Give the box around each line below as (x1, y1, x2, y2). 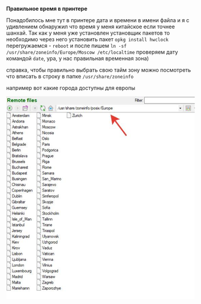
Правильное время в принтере (6, 5, 88, 12)
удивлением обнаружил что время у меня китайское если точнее (6, 23, 175, 30)
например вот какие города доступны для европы (6, 84, 136, 92)
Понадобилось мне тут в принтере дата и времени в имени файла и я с (6, 17, 190, 23)
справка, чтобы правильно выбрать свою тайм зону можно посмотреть (6, 66, 191, 74)
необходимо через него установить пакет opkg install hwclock (6, 36, 169, 42)
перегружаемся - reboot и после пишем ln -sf (6, 42, 127, 49)
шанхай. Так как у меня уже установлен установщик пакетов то (6, 29, 170, 37)
